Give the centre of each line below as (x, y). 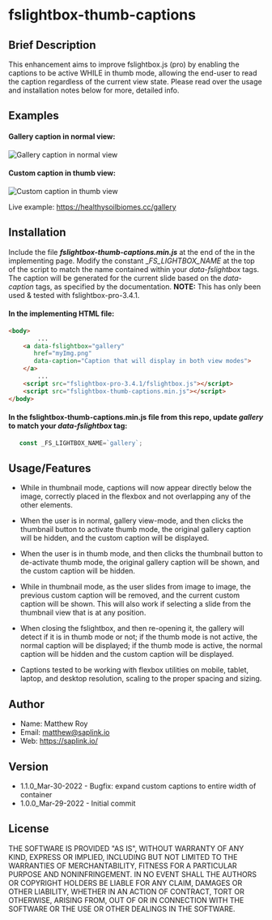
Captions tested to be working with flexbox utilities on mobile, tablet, (134, 670)
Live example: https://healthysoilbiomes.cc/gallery (92, 207)
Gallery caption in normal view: (62, 136)
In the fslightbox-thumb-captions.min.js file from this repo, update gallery (136, 417)
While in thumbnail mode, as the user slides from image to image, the (136, 587)
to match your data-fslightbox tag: (68, 426)
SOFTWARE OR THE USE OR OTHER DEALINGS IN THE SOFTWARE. (122, 909)
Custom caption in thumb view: (62, 173)
